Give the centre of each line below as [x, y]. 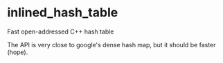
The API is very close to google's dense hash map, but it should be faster [111, 45]
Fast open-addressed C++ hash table [61, 32]
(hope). [18, 52]
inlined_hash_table [63, 13]
